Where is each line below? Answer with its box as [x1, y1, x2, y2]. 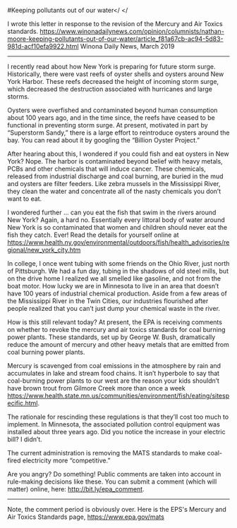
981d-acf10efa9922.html [7, 42, 79, 50]
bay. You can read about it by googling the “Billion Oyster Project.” [7, 136, 200, 144]
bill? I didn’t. [7, 435, 42, 443]
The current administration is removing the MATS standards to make [7, 449, 206, 457]
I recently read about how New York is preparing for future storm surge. [7, 63, 216, 70]
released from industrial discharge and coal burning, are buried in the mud [7, 172, 224, 180]
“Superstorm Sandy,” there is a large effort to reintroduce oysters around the [7, 128, 230, 137]
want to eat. [7, 195, 42, 203]
